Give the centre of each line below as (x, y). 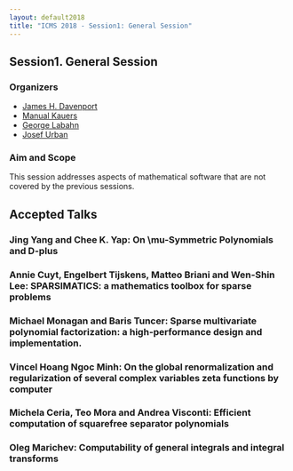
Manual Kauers (50, 116)
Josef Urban (45, 135)
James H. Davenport (59, 107)
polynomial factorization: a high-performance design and (136, 331)
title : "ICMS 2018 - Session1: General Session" (101, 26)
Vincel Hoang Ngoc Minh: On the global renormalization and (141, 367)
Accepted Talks (53, 214)
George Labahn (51, 125)
